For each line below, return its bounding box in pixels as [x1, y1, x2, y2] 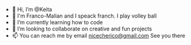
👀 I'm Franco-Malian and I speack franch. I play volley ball [12, 12, 157, 19]
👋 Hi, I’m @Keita [12, 6, 53, 13]
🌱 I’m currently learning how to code [12, 19, 103, 26]
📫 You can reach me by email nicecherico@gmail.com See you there [12, 32, 186, 39]
